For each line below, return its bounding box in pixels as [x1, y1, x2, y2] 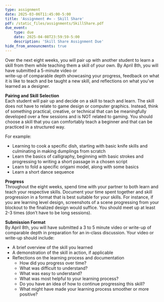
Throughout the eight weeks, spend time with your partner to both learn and [5, 183, 159, 189]
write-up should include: [5, 235, 55, 241]
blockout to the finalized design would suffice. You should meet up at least [5, 204, 156, 210]
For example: [5, 133, 32, 139]
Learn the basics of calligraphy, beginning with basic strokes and [12, 153, 143, 159]
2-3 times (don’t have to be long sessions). [5, 209, 92, 216]
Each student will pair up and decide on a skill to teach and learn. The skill [5, 98, 154, 103]
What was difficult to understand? [19, 265, 88, 271]
